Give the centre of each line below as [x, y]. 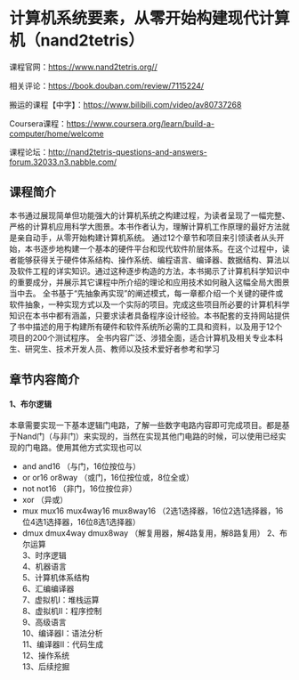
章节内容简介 [44, 380]
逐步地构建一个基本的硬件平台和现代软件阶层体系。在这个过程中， [161, 248]
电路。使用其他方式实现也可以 [87, 448]
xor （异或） [45, 500]
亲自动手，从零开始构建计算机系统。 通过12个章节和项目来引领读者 [139, 238]
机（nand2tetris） [77, 40]
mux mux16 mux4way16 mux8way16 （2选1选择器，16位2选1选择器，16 [153, 511]
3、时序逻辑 [44, 555]
